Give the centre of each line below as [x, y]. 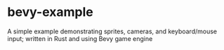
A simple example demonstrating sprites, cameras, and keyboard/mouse [112, 31]
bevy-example [50, 12]
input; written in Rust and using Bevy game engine [80, 38]
